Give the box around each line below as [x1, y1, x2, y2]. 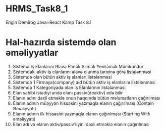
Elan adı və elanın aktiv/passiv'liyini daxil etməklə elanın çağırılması [12, 121, 150, 127]
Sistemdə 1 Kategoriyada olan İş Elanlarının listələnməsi [12, 85, 126, 90]
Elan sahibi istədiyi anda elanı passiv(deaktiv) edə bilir [12, 89, 123, 95]
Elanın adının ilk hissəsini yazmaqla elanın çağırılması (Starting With [12, 111, 151, 117]
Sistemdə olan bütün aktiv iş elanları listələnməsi [12, 74, 112, 80]
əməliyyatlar [5, 47, 58, 58]
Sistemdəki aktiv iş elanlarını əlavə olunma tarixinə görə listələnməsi [12, 69, 152, 75]
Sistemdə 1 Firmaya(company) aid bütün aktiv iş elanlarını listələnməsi [12, 79, 156, 85]
